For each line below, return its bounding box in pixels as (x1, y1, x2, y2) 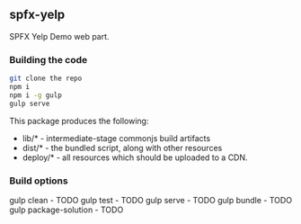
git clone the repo (9, 74, 83, 84)
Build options (9, 175, 69, 187)
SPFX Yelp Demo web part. (9, 31, 110, 41)
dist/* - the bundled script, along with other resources (22, 142, 223, 153)
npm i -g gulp (9, 90, 63, 100)
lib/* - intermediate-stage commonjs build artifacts (22, 132, 211, 143)
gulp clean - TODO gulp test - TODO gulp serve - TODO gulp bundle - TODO (9, 194, 293, 205)
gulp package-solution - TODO (9, 204, 124, 215)
